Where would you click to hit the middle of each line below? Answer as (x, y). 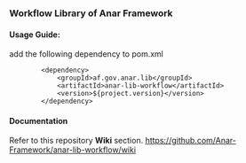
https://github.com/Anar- (191, 141)
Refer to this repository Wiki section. (76, 141)
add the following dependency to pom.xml (87, 54)
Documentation (39, 120)
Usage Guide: (35, 35)
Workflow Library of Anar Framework (91, 13)
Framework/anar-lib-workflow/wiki (72, 150)
